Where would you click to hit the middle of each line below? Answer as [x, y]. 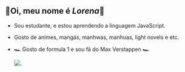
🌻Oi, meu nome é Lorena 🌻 [55, 11]
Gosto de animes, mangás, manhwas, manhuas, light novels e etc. [96, 37]
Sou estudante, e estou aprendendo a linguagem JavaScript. [89, 25]
